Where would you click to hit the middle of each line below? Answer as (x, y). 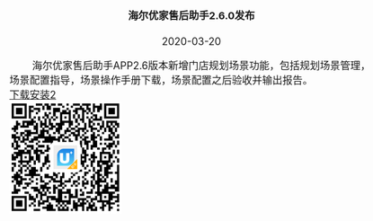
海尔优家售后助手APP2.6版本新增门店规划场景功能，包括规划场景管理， (201, 66)
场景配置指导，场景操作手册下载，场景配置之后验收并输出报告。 (161, 80)
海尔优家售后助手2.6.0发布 (191, 16)
